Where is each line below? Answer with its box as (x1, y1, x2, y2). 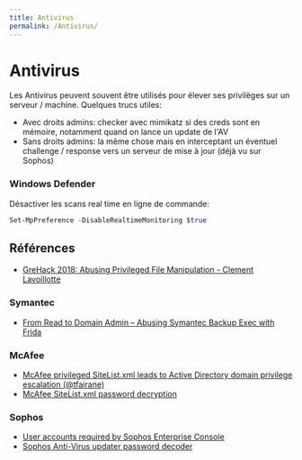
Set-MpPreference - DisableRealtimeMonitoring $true (9, 215, 207, 225)
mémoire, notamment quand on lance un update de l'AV (22, 127, 229, 138)
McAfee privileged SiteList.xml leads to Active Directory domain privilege (22, 370, 293, 381)
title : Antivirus (9, 13, 75, 23)
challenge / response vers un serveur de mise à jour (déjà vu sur (22, 146, 262, 157)
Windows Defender (9, 177, 96, 190)
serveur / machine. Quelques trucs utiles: (9, 100, 163, 111)
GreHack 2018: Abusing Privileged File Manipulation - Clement (22, 265, 254, 275)
